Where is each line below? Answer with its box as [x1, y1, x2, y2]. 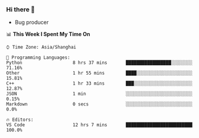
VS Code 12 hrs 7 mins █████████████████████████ [6, 122, 193, 128]
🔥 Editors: [6, 117, 34, 123]
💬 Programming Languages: [6, 54, 70, 61]
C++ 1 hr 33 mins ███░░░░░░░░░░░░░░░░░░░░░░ [6, 81, 193, 86]
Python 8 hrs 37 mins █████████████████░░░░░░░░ [6, 60, 193, 66]
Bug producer [14, 19, 49, 26]
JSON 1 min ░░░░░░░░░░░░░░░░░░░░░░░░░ [6, 91, 193, 97]
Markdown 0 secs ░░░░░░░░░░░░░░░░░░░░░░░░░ [6, 101, 193, 107]
